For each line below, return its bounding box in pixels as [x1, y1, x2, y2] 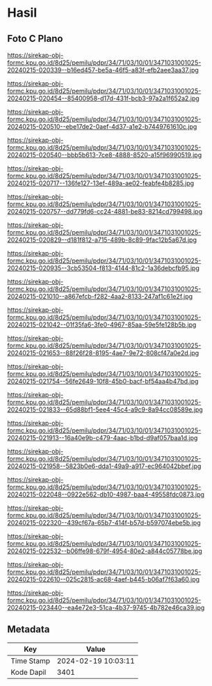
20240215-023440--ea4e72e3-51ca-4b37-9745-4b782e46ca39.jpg [7, 604, 205, 611]
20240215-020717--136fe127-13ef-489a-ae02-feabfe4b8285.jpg [7, 179, 195, 187]
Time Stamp [10, 656, 51, 666]
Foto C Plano [7, 33, 63, 45]
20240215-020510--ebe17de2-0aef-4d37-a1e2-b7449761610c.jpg [7, 123, 197, 130]
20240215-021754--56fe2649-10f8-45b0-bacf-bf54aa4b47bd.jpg [7, 377, 199, 385]
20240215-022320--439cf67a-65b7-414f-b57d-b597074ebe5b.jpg [7, 519, 201, 527]
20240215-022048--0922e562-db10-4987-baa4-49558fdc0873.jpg [7, 490, 205, 499]
